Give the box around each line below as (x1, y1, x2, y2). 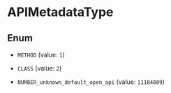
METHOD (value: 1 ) (17, 50, 65, 59)
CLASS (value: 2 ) (17, 64, 62, 72)
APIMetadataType (7, 4, 114, 20)
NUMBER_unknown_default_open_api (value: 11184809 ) (17, 78, 165, 86)
